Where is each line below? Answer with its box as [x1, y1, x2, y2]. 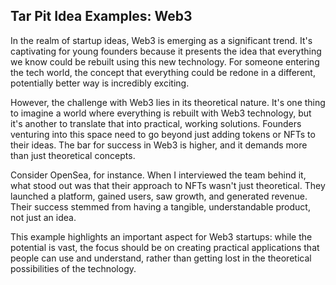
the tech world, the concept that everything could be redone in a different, [10, 66, 316, 78]
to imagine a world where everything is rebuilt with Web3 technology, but [10, 107, 312, 119]
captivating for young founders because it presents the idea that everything [10, 45, 322, 57]
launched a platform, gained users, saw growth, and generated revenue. [10, 190, 308, 202]
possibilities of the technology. [10, 262, 137, 274]
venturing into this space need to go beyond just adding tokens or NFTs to [10, 128, 316, 140]
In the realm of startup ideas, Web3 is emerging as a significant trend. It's [10, 34, 313, 46]
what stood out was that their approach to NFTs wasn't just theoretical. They [10, 179, 326, 191]
